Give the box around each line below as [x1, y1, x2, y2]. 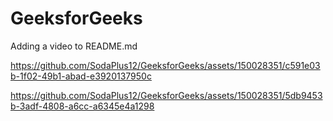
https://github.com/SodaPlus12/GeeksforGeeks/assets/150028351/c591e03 [10, 59, 321, 71]
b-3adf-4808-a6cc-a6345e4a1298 [10, 100, 155, 112]
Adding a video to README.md [10, 40, 138, 52]
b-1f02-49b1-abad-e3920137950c [10, 70, 152, 82]
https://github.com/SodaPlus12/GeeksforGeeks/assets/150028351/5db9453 [10, 89, 323, 101]
